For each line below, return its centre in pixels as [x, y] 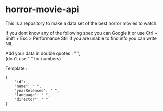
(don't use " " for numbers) [33, 58]
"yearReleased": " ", [37, 91]
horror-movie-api [42, 9]
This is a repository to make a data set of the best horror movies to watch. [81, 23]
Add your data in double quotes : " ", [43, 53]
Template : [16, 68]
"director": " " [31, 99]
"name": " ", [28, 86]
